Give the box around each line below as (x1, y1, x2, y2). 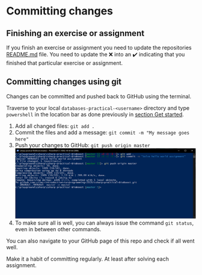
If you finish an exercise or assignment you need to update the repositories (6, 44, 192, 51)
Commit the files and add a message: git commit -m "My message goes (14, 128, 190, 136)
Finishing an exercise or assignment (6, 28, 145, 38)
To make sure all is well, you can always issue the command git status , (14, 219, 194, 226)
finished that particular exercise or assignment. (6, 59, 123, 67)
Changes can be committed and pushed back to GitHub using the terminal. (6, 92, 192, 100)
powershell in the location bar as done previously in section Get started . (6, 110, 185, 118)
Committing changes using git (6, 77, 122, 87)
